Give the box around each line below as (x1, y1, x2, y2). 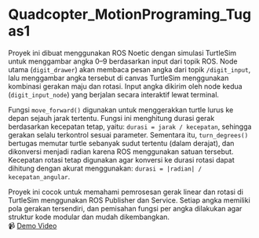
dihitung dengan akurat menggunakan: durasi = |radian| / (8, 163, 202, 173)
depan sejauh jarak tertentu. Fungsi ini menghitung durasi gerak (8, 113, 215, 123)
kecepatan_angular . (8, 171, 71, 181)
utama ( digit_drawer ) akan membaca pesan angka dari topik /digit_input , (8, 64, 251, 74)
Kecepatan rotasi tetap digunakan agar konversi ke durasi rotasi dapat (8, 155, 235, 164)
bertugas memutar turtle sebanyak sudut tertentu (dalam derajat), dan (8, 138, 235, 148)
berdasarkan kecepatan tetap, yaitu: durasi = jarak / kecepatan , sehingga (8, 122, 252, 131)
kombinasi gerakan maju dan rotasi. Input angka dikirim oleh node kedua (8, 81, 243, 91)
